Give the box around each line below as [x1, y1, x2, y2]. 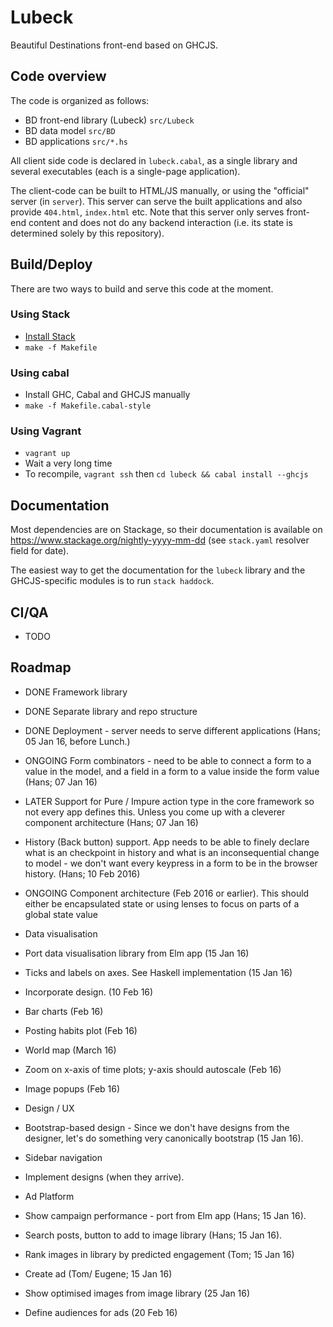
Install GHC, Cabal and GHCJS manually [24, 389, 191, 401]
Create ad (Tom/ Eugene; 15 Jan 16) [24, 1267, 173, 1280]
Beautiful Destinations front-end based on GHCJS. [10, 39, 218, 51]
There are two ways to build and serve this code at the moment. [10, 282, 274, 295]
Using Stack [10, 307, 71, 321]
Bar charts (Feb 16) [24, 1005, 104, 1017]
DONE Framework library [24, 686, 128, 698]
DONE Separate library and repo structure [24, 705, 198, 717]
